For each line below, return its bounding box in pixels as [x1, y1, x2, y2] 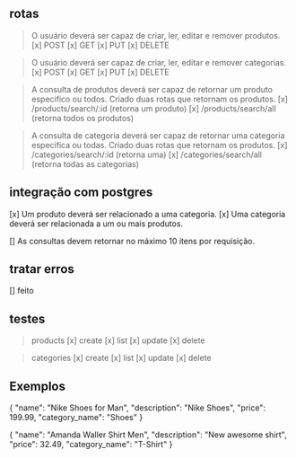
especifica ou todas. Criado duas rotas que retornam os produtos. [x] [30, 139, 288, 150]
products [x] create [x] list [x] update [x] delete [30, 335, 205, 346]
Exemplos [9, 378, 65, 393]
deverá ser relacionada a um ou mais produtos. [9, 218, 184, 229]
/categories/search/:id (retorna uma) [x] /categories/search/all [30, 149, 263, 160]
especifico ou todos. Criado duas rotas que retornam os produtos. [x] [30, 93, 289, 104]
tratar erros [9, 261, 74, 277]
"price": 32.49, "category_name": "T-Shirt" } [9, 439, 173, 450]
